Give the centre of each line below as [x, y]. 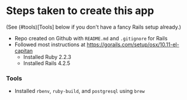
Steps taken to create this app [80, 11]
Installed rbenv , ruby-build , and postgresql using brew [79, 91]
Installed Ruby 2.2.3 [47, 57]
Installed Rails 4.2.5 [47, 63]
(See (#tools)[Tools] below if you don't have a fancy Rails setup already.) [93, 27]
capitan [24, 50]
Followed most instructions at [50, 44]
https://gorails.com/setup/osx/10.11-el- [133, 44]
